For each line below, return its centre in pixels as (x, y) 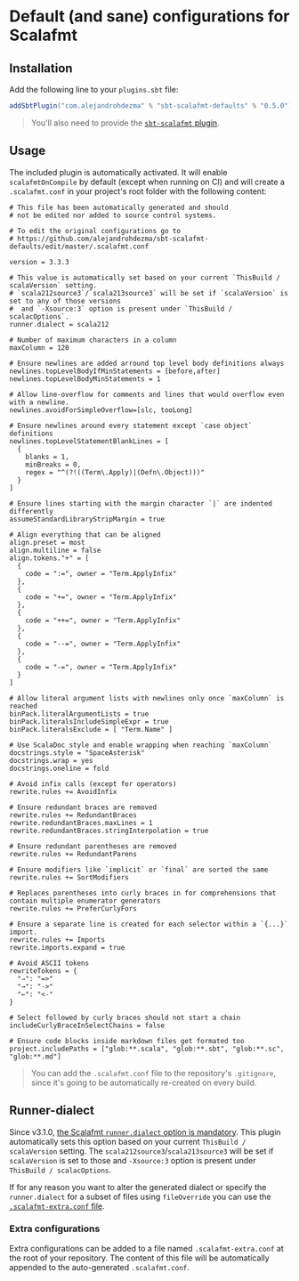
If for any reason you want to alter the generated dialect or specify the (138, 1187)
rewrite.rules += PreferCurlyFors (73, 908)
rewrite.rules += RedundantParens (73, 854)
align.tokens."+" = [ (49, 558)
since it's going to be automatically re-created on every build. (144, 1082)
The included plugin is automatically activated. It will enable (118, 172)
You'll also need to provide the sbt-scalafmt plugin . (125, 123)
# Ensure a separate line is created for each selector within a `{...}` (149, 924)
